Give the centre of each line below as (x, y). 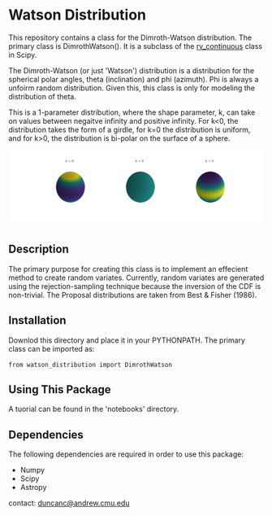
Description (39, 249)
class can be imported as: (52, 348)
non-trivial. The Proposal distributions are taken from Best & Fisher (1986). (133, 295)
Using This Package (60, 389)
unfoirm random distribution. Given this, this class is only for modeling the (132, 88)
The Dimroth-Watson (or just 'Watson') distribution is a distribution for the (131, 70)
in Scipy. (23, 55)
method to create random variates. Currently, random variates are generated (136, 278)
